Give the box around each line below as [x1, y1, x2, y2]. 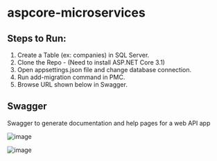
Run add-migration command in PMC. [17, 73, 125, 81]
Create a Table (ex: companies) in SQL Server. [17, 51, 150, 59]
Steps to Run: [7, 33, 67, 44]
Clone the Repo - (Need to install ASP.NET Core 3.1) [17, 58, 165, 67]
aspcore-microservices [7, 5, 146, 21]
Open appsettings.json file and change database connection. [17, 66, 192, 74]
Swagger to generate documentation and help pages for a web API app [7, 119, 211, 127]
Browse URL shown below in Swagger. [17, 80, 128, 88]
